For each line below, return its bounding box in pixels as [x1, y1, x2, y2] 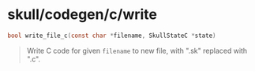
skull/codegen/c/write [7, 6, 157, 24]
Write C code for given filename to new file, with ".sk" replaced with [26, 46, 248, 55]
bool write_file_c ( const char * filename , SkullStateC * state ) [7, 32, 216, 39]
